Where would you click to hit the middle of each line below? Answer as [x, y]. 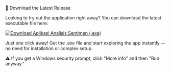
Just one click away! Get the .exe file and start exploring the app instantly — [86, 43]
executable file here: [27, 23]
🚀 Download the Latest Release [38, 8]
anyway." [15, 64]
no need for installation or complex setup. [49, 48]
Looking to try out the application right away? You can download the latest [83, 18]
